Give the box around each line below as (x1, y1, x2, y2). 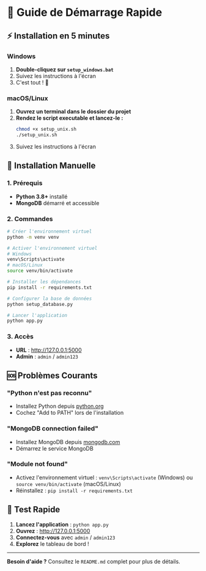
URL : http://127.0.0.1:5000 (15, 346, 82, 354)
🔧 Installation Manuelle (7, 161, 96, 171)
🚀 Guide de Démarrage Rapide (7, 5, 163, 20)
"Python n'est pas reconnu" (7, 388, 92, 397)
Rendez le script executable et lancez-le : (15, 114, 123, 122)
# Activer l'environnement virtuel (7, 245, 98, 251)
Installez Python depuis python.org (15, 402, 104, 410)
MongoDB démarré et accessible (15, 199, 100, 206)
